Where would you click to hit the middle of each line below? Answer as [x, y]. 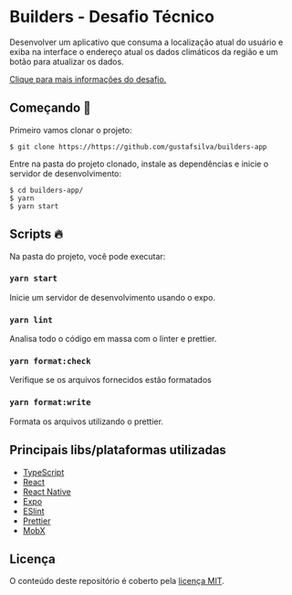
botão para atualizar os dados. [67, 61]
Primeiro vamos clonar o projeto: [71, 130]
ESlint [33, 511]
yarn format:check [50, 361]
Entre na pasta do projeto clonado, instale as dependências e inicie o [139, 164]
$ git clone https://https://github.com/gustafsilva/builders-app [138, 147]
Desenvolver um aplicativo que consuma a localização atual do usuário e [146, 42]
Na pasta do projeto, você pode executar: [88, 256]
